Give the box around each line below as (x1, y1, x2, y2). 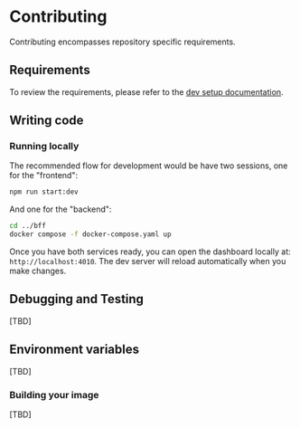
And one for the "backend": (9, 204, 112, 214)
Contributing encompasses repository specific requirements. (9, 36, 237, 47)
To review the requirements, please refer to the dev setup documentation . (9, 86, 284, 97)
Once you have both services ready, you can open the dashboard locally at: (9, 246, 291, 257)
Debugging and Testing (9, 291, 145, 307)
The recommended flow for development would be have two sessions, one (9, 160, 288, 171)
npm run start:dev (9, 187, 79, 196)
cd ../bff (9, 222, 47, 231)
